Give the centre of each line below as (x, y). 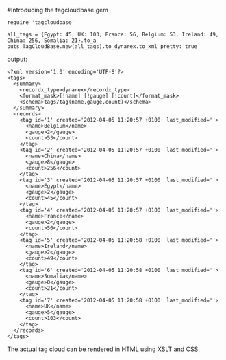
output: (17, 59)
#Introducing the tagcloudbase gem (58, 10)
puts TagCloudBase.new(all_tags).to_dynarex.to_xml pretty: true (102, 47)
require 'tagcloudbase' (41, 23)
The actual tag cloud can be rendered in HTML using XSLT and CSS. (103, 349)
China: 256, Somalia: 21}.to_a (52, 41)
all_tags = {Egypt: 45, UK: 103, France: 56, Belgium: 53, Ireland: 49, (113, 34)
